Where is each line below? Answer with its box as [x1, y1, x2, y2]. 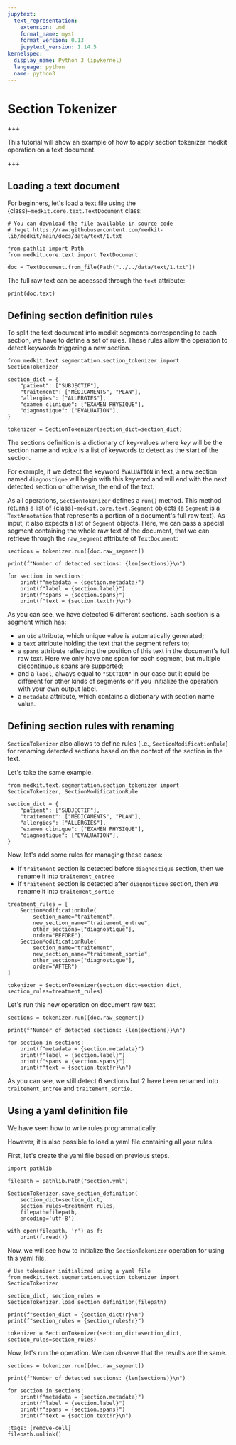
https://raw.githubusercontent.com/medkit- [33, 226, 163, 234]
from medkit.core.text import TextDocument [7, 251, 139, 259]
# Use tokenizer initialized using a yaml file [7, 1267, 151, 1275]
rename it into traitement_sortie [17, 887, 114, 895]
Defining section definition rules [7, 309, 154, 321]
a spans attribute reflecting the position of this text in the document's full [17, 647, 230, 655]
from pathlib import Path [7, 245, 84, 253]
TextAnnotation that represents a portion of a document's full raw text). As [7, 511, 225, 520]
